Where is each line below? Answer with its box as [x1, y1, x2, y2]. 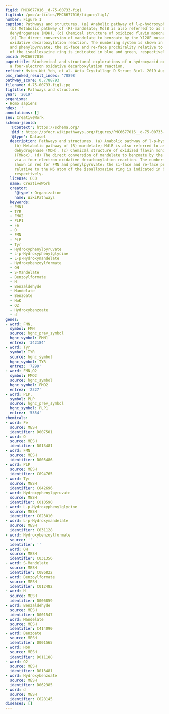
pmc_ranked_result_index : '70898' [5, 73, 78, 78]
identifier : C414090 [10, 626, 53, 631]
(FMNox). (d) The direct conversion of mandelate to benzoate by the [14, 153, 163, 158]
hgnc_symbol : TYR [10, 359, 46, 364]
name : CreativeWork [10, 181, 51, 186]
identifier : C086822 [10, 570, 53, 575]
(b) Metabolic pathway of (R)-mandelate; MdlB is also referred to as [10, 26, 161, 31]
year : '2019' [5, 92, 33, 97]
